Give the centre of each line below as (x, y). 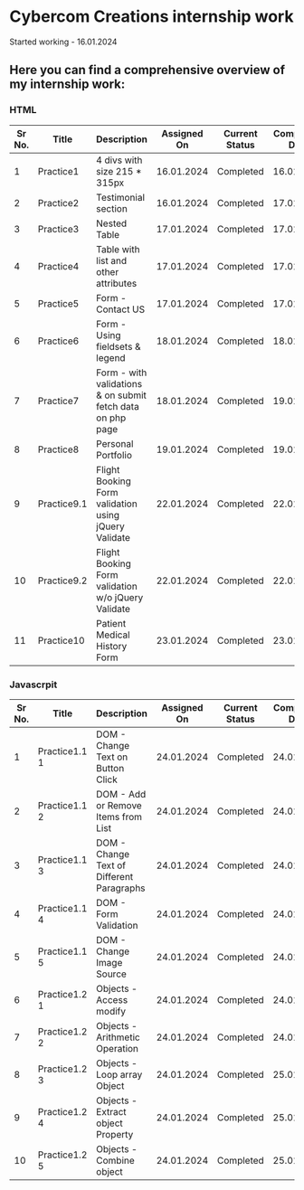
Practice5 (58, 303)
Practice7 (58, 401)
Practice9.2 (62, 581)
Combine (116, 1160)
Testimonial (121, 197)
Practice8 (58, 449)
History (112, 646)
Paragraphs (121, 888)
